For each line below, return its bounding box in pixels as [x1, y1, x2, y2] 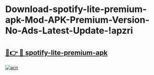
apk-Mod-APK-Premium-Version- [5, 14, 150, 26]
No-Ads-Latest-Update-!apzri [5, 25, 133, 36]
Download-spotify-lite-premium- [5, 4, 147, 15]
